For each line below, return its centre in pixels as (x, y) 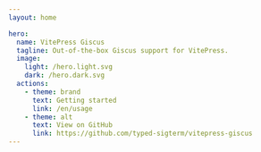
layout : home (33, 17)
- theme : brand (53, 92)
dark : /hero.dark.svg (64, 76)
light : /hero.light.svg (69, 67)
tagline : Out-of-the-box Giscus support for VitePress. (122, 50)
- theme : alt (49, 117)
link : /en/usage (62, 108)
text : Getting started (74, 100)
